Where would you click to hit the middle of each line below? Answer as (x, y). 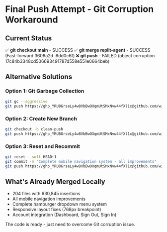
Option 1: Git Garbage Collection (45, 91)
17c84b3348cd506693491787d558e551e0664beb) (57, 61)
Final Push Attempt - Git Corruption (80, 9)
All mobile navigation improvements (49, 199)
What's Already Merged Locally (55, 181)
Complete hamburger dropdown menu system (59, 204)
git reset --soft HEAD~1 (31, 157)
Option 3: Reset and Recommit (43, 146)
